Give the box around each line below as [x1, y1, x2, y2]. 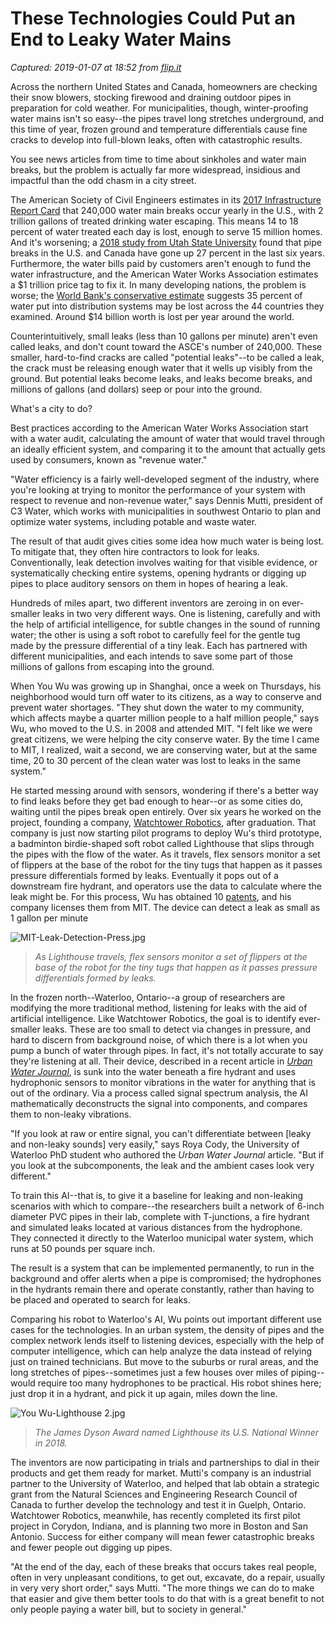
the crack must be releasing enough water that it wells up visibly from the [10, 362, 313, 374]
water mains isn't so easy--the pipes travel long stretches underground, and [10, 112, 325, 124]
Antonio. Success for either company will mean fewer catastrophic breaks [10, 1530, 315, 1542]
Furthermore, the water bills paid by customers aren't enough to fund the [10, 257, 312, 269]
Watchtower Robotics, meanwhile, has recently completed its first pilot [10, 1509, 301, 1521]
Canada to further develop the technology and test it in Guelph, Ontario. [10, 1498, 307, 1511]
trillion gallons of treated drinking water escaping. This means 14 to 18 [10, 215, 299, 227]
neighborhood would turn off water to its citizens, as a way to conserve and [10, 690, 322, 702]
